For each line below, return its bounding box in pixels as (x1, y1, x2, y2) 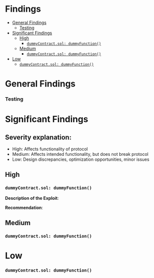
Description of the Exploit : (5, 195, 59, 201)
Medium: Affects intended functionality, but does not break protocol (12, 151, 149, 157)
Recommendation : (5, 204, 43, 211)
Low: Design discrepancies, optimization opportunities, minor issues (12, 156, 150, 162)
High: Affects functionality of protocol (12, 146, 88, 152)
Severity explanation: (5, 133, 72, 141)
